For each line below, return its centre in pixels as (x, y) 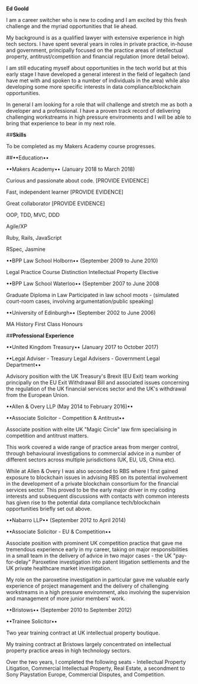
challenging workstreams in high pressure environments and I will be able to (99, 117)
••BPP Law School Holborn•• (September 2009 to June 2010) (82, 260)
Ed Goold (17, 9)
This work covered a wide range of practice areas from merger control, (92, 447)
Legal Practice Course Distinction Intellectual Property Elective (82, 272)
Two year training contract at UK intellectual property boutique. (83, 633)
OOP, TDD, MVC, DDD (33, 215)
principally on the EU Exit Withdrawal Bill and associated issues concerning (98, 382)
